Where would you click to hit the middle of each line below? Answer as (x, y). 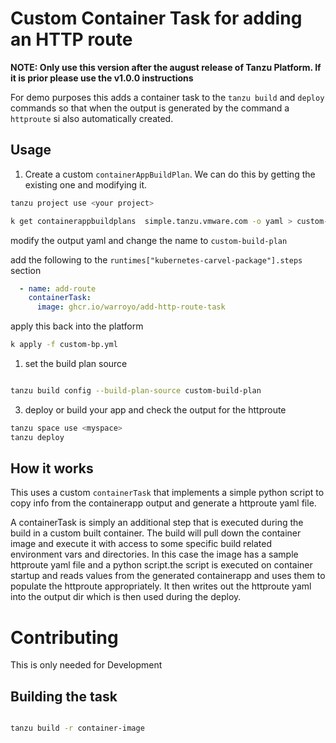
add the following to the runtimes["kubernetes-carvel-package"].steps (156, 259)
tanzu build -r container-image (77, 728)
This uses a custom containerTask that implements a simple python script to (167, 493)
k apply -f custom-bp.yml (64, 345)
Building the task (64, 696)
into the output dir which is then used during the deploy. (126, 597)
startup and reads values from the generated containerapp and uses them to (168, 576)
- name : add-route (58, 288)
